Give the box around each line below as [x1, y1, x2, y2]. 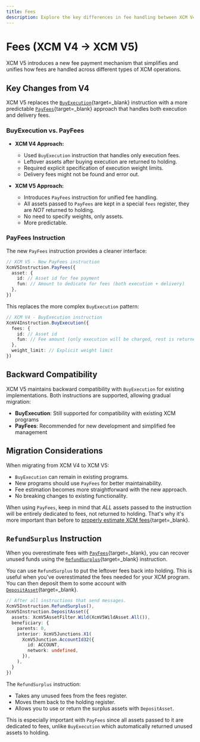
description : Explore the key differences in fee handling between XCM [6, 14, 187, 20]
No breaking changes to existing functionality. [14, 492, 128, 499]
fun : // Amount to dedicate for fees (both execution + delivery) [17, 281, 185, 287]
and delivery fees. [6, 111, 51, 119]
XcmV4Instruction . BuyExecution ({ [6, 320, 89, 326]
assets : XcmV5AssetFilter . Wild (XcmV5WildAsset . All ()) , [11, 615, 151, 621]
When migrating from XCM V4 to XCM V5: [6, 462, 110, 469]
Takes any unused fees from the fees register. [14, 692, 128, 699]
